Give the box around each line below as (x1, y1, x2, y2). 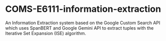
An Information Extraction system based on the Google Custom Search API (5, 20, 160, 26)
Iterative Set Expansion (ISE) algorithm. (5, 30, 87, 36)
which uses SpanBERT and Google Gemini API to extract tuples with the (5, 25, 154, 31)
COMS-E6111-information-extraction (5, 3, 161, 15)
